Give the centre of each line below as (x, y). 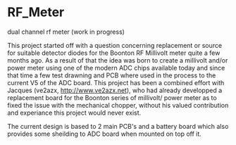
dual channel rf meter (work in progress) (66, 32)
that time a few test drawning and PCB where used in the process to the (112, 75)
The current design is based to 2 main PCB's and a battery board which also (118, 126)
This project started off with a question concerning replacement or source (115, 45)
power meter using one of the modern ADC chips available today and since (116, 68)
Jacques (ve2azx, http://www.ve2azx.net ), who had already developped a (115, 90)
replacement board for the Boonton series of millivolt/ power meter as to (112, 97)
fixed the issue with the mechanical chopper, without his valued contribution (118, 105)
